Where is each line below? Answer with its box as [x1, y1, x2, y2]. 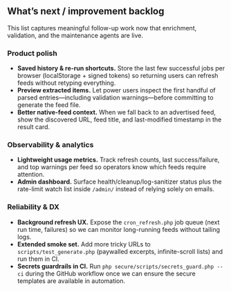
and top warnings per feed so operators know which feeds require [17, 163, 206, 171]
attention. [17, 171, 45, 179]
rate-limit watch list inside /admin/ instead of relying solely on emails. [17, 185, 214, 193]
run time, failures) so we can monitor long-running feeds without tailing [17, 225, 220, 233]
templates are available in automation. [17, 276, 126, 285]
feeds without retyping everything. [17, 79, 116, 87]
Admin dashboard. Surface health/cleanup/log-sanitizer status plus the [17, 177, 222, 186]
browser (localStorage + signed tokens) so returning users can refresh [17, 72, 219, 80]
